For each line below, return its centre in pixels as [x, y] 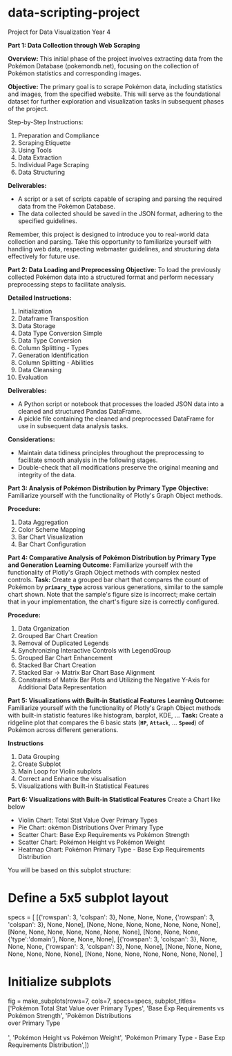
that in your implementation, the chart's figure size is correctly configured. [114, 602]
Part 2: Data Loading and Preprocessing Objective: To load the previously [115, 269]
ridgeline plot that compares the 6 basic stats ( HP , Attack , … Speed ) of [106, 722]
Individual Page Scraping [53, 164]
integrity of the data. [47, 474]
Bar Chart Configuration [52, 544]
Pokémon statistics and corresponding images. [75, 73]
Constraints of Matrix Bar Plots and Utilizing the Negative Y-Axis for [114, 680]
